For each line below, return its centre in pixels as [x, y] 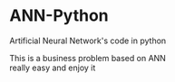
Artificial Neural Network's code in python [88, 41]
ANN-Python [59, 16]
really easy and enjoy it [53, 68]
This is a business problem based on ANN [87, 58]
